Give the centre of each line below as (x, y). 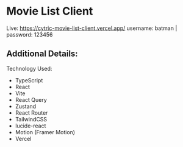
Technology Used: (29, 68)
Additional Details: (42, 54)
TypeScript (29, 80)
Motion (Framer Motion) (45, 132)
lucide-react (30, 126)
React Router (31, 113)
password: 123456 (30, 34)
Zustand (26, 106)
